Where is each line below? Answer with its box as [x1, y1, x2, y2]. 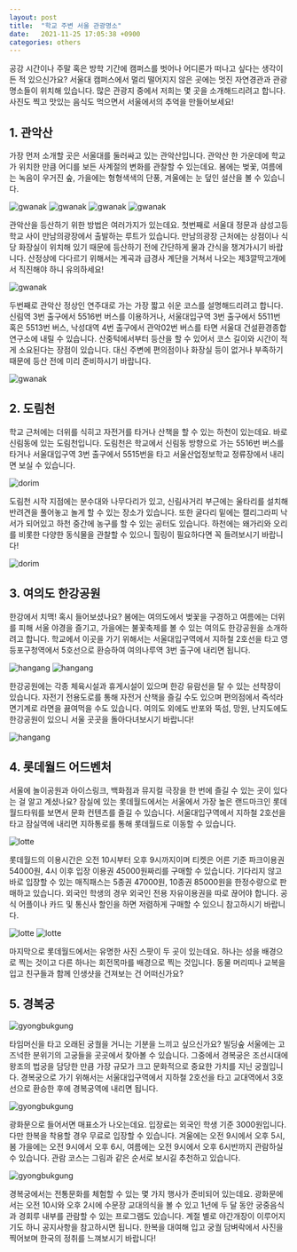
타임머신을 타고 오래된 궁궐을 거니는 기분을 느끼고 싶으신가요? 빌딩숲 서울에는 [9, 1039, 277, 1050]
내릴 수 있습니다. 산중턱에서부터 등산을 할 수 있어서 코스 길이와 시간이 [39, 334, 279, 345]
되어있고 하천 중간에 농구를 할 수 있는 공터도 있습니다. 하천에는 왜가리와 [25, 518, 272, 528]
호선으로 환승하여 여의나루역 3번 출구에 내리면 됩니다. [66, 645, 251, 655]
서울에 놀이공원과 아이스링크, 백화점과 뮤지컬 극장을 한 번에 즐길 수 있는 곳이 [9, 785, 272, 796]
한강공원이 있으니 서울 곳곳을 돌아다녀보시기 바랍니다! [9, 714, 194, 725]
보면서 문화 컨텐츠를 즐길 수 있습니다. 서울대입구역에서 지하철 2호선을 [47, 807, 286, 818]
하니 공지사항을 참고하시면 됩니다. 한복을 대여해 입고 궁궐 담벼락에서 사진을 [25, 1222, 284, 1232]
